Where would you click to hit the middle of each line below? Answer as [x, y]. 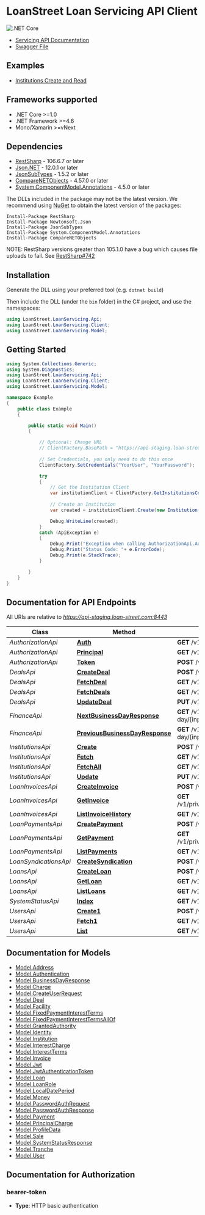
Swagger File [32, 46]
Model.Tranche [34, 1149]
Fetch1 [87, 921]
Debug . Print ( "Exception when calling [98, 544]
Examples [25, 66]
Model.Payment [35, 1117]
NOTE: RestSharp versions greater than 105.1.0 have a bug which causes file [102, 249]
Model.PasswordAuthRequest [52, 1104]
